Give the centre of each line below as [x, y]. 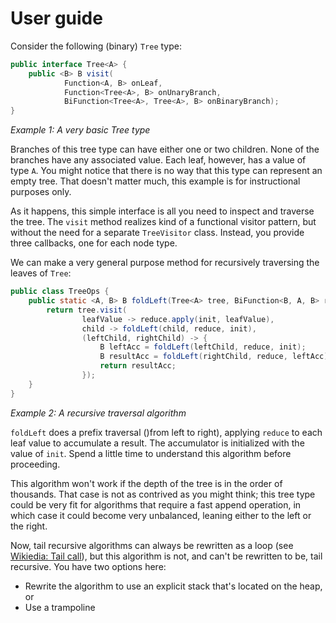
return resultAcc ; [138, 366]
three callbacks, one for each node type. [94, 243]
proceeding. [35, 464]
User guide [56, 18]
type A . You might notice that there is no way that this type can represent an [166, 171]
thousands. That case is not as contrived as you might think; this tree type [163, 494]
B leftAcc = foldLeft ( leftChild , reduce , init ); [203, 347]
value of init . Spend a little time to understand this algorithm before [151, 453]
